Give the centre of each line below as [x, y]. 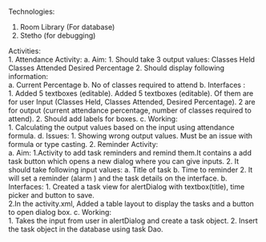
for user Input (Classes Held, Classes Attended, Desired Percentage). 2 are [132, 102]
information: [28, 76]
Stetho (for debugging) [58, 36]
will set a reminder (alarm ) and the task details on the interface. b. [118, 178]
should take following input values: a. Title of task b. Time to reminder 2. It [131, 170]
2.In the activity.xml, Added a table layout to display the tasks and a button [131, 204]
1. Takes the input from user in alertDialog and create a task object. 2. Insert [133, 220]
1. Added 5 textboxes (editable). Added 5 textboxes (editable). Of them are [131, 93]
